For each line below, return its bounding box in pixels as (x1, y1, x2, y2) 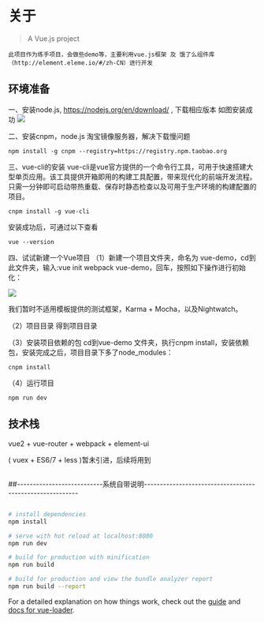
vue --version (8, 238, 55, 245)
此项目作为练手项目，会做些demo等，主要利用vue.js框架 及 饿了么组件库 (8, 51, 215, 58)
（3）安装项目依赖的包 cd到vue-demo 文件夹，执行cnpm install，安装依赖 (8, 337, 250, 347)
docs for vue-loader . (8, 605, 75, 614)
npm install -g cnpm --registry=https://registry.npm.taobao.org (8, 147, 227, 155)
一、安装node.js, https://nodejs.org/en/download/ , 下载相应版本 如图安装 (8, 104, 247, 114)
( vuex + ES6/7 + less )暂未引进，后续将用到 (8, 455, 151, 464)
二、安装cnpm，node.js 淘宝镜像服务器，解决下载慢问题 (8, 131, 191, 141)
